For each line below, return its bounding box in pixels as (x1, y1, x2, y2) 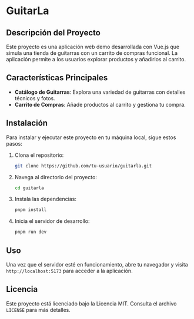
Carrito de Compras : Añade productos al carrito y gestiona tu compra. (14, 101, 186, 108)
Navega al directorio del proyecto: (14, 173, 97, 180)
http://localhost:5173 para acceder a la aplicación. (6, 267, 133, 274)
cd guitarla (14, 185, 44, 191)
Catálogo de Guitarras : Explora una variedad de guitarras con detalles (14, 88, 186, 96)
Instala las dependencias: (14, 196, 76, 203)
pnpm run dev (14, 229, 47, 235)
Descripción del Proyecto (6, 28, 101, 38)
